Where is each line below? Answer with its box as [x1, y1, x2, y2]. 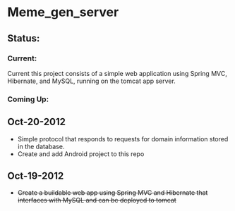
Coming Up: [7, 94, 49, 104]
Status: [7, 32, 40, 44]
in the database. [17, 142, 65, 151]
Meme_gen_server [7, 4, 119, 20]
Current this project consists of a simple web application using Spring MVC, [7, 69, 227, 77]
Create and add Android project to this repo [17, 149, 145, 158]
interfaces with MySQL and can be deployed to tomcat [17, 196, 176, 205]
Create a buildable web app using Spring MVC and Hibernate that [17, 188, 208, 197]
